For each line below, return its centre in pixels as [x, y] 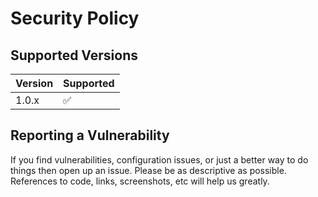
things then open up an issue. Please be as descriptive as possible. [148, 170]
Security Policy [75, 18]
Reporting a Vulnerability [90, 135]
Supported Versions [74, 55]
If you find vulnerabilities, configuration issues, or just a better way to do [159, 159]
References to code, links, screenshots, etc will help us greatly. [140, 181]
